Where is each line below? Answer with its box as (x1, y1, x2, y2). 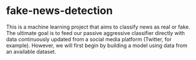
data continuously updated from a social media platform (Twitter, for (6, 36, 172, 43)
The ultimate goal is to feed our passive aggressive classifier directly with (6, 29, 185, 36)
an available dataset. (6, 48, 57, 55)
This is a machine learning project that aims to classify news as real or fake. (6, 23, 191, 30)
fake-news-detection (6, 4, 113, 17)
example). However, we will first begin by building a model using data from (6, 42, 188, 49)
